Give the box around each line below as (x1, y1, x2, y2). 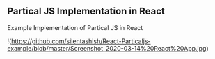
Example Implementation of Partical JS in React (7, 23, 143, 32)
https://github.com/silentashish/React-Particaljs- (11, 37, 151, 45)
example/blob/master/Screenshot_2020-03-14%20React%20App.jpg (7, 44, 207, 52)
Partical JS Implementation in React (7, 5, 166, 17)
